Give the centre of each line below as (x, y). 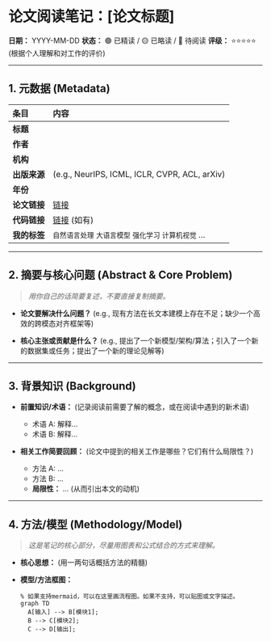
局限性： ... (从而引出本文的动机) (85, 489)
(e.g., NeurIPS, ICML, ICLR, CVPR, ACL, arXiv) (139, 174)
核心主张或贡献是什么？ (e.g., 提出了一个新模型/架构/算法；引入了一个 (135, 340)
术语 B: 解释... (55, 434)
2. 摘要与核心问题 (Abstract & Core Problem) (121, 275)
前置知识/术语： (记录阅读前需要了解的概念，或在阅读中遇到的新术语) (135, 407)
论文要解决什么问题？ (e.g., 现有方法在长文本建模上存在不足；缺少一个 (137, 313)
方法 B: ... (48, 479)
